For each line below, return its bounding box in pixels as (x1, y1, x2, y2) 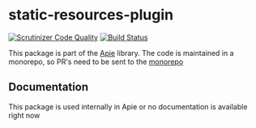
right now (8, 110, 41, 120)
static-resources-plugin (8, 6, 174, 24)
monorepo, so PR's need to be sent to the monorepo (8, 57, 184, 66)
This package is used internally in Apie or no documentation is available (8, 101, 248, 111)
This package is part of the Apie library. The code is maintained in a (8, 48, 234, 58)
